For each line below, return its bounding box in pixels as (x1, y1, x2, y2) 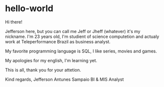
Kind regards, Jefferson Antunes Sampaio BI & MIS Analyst (5, 76, 124, 82)
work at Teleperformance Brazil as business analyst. (5, 38, 111, 44)
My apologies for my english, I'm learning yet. (5, 57, 97, 63)
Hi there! (5, 19, 23, 25)
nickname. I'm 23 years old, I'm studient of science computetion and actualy (5, 34, 160, 39)
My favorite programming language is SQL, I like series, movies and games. (5, 48, 158, 54)
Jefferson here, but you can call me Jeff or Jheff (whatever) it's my (5, 28, 141, 34)
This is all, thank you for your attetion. (5, 67, 81, 73)
